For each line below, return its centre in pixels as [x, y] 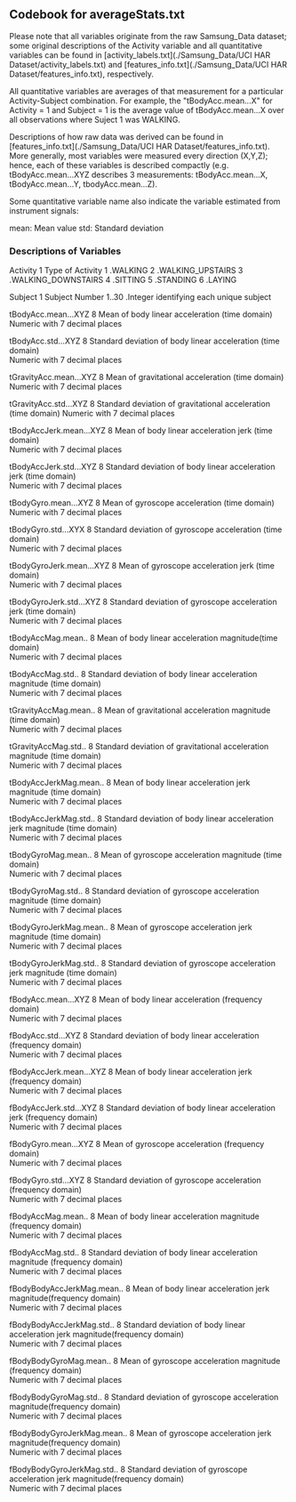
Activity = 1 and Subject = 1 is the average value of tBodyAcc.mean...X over [147, 109]
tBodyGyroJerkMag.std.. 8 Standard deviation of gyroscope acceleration [142, 964]
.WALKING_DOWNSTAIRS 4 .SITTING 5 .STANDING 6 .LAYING [123, 280]
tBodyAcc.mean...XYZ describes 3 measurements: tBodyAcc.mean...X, [139, 174]
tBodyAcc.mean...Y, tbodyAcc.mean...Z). [84, 184]
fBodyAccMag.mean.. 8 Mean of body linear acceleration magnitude [134, 1216]
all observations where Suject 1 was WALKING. [95, 119]
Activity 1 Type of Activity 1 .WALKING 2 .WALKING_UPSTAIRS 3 [126, 271]
